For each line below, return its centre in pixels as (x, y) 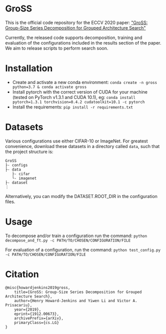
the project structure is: (29, 151)
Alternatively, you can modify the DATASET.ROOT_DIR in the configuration (81, 196)
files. (10, 201)
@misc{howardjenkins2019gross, (38, 287)
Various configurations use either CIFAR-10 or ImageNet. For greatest (77, 141)
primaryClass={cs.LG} (36, 322)
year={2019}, (28, 309)
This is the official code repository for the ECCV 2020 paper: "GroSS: (76, 22)
